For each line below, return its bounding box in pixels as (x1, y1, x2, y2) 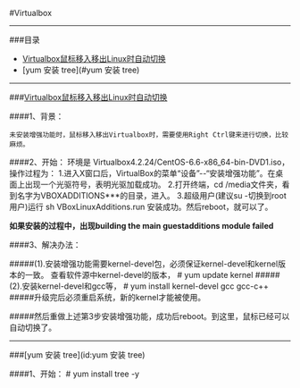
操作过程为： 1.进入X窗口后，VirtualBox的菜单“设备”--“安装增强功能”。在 (9, 168, 276, 178)
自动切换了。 (9, 322, 56, 333)
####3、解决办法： (9, 240, 82, 249)
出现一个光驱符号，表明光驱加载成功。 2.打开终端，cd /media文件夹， (24, 179, 283, 190)
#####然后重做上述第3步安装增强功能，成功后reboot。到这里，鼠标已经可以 (9, 311, 290, 321)
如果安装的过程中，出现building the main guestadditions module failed (9, 221, 274, 231)
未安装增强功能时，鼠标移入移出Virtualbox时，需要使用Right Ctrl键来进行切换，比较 (9, 131, 288, 139)
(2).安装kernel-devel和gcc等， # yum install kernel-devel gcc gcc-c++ (9, 281, 270, 291)
